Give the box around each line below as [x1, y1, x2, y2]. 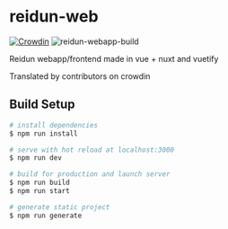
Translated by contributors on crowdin [9, 70, 151, 82]
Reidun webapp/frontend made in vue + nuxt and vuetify [9, 53, 219, 64]
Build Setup [9, 97, 75, 112]
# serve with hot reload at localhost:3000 [9, 145, 175, 154]
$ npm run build [9, 178, 70, 188]
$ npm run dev [9, 154, 63, 163]
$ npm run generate [9, 211, 83, 220]
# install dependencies [9, 120, 99, 129]
